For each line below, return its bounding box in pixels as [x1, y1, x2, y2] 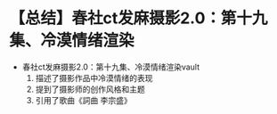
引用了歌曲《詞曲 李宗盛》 [35, 94, 132, 105]
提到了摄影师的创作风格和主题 [35, 84, 145, 94]
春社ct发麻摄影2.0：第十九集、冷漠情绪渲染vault [21, 61, 200, 72]
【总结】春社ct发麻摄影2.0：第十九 [9, 8, 268, 28]
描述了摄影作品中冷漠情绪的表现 [35, 72, 153, 83]
